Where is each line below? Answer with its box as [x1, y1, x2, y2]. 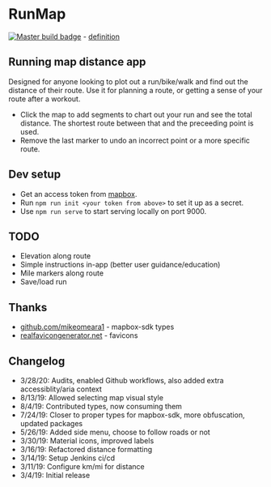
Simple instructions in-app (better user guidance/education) [19, 260, 221, 270]
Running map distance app [8, 55, 146, 69]
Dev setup [8, 168, 61, 182]
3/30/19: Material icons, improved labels [19, 436, 155, 446]
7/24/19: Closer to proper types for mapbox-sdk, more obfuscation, [19, 410, 245, 420]
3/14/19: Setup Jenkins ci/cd [19, 453, 116, 463]
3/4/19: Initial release [19, 471, 91, 480]
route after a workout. [8, 94, 81, 104]
